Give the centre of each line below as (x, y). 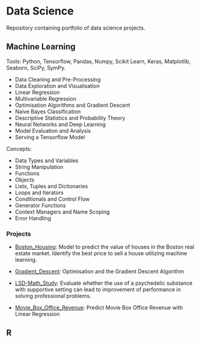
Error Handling (33, 218)
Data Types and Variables (47, 160)
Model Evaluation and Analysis (53, 130)
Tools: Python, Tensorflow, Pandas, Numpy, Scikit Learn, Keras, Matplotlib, (98, 61)
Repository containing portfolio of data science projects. (76, 28)
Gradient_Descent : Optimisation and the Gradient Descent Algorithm (99, 271)
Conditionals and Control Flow (52, 199)
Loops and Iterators (39, 192)
